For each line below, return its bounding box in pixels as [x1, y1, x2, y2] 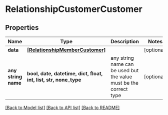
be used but [110, 67, 139, 74]
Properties [5, 23, 39, 32]
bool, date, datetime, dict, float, [26, 70, 103, 77]
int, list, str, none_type [26, 76, 81, 83]
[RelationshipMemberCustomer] [26, 46, 106, 53]
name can [110, 61, 134, 68]
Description [110, 38, 139, 45]
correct [110, 86, 128, 93]
